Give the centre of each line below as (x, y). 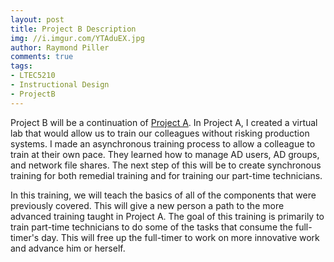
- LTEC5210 (33, 76)
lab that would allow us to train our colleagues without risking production (160, 133)
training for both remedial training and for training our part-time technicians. (166, 175)
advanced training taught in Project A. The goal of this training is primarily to (167, 216)
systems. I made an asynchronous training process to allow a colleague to (163, 143)
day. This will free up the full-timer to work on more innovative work (180, 237)
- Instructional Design (60, 85)
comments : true (42, 57)
